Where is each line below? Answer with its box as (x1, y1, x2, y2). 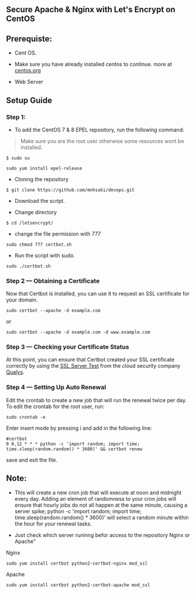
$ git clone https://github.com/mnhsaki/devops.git (6, 187, 135, 193)
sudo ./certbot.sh (6, 263, 51, 269)
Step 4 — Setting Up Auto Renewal (6, 383, 106, 392)
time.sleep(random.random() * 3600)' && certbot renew (6, 446, 143, 452)
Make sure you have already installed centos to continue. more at (14, 61, 173, 68)
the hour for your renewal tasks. (14, 520, 92, 527)
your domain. (6, 296, 38, 304)
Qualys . (6, 369, 25, 376)
